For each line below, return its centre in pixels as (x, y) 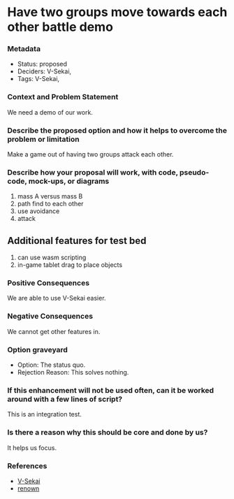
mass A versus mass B (50, 196)
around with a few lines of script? (65, 399)
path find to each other (50, 204)
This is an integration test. (44, 414)
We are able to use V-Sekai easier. (57, 298)
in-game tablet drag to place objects (70, 265)
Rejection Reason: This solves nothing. (73, 373)
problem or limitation (43, 139)
